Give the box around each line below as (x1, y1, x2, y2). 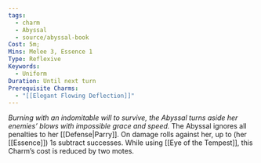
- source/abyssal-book (15, 33, 89, 42)
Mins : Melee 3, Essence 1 (8, 48, 92, 56)
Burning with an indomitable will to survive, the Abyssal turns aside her (8, 113, 238, 122)
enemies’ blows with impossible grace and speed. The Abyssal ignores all (8, 121, 247, 131)
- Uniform (15, 70, 47, 78)
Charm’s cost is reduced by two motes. (8, 147, 135, 156)
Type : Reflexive (8, 56, 61, 63)
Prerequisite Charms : (8, 84, 79, 92)
